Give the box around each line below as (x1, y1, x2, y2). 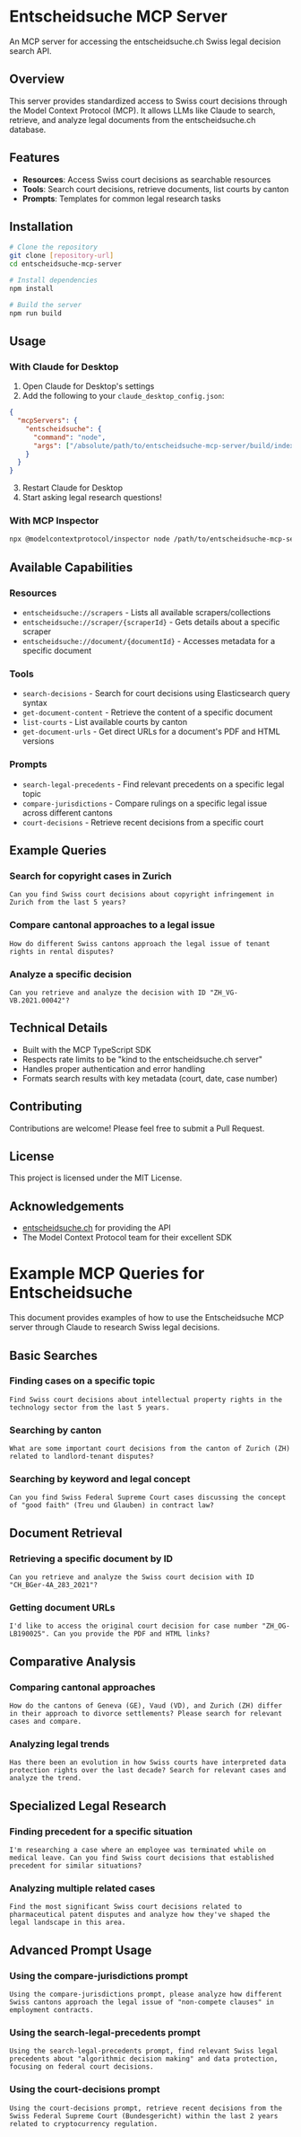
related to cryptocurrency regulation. (9, 2119, 159, 2128)
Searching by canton (9, 1424, 102, 1436)
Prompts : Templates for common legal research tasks (21, 193, 221, 204)
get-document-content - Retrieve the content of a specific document (21, 707, 273, 718)
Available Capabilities (9, 560, 133, 575)
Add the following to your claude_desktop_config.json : (21, 391, 225, 402)
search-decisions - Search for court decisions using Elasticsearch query (21, 688, 291, 699)
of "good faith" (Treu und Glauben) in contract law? (9, 1501, 215, 1510)
